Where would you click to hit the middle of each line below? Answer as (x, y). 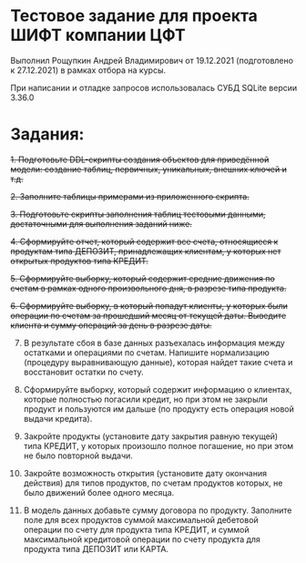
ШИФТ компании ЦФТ (98, 35)
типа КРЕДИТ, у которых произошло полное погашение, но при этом (158, 445)
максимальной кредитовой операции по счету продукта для (142, 539)
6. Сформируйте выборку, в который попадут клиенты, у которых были (149, 305)
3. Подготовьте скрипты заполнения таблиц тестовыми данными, (138, 214)
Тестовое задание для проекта (134, 16)
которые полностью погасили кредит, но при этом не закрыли (145, 399)
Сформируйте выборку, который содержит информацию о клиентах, (158, 389)
